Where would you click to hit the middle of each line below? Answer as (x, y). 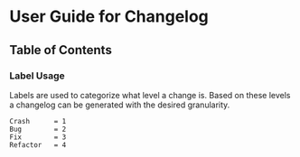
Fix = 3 (38, 137)
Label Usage (37, 76)
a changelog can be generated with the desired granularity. (120, 105)
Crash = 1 (38, 121)
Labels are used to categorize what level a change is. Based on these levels (150, 95)
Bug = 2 (38, 129)
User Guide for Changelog (109, 17)
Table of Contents (61, 50)
